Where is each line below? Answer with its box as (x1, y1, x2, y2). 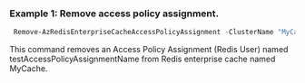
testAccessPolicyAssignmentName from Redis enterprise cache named (9, 53, 276, 65)
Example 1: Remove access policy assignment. (9, 7, 220, 20)
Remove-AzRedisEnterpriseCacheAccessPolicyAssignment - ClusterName (13, 28, 274, 37)
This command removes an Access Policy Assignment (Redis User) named (9, 44, 289, 55)
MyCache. (9, 63, 48, 74)
